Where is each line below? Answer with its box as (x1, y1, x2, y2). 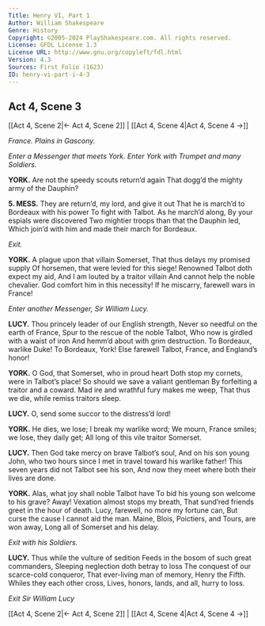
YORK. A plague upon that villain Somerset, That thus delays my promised (8, 255, 251, 265)
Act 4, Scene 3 (8, 100, 81, 113)
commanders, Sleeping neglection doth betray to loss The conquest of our (8, 562, 252, 571)
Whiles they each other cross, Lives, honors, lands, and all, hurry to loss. (8, 578, 245, 588)
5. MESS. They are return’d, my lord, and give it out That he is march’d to (8, 199, 245, 208)
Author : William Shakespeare (8, 19, 104, 27)
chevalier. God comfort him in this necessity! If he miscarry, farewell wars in (8, 281, 256, 290)
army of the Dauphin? (8, 184, 79, 193)
